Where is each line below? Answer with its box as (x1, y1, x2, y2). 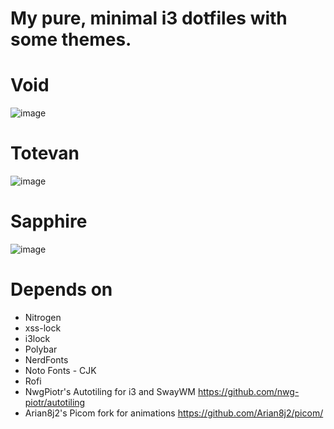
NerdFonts (24, 353, 69, 366)
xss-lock (24, 322, 62, 334)
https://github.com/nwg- (197, 385, 300, 397)
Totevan (10, 142, 80, 165)
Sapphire (10, 210, 88, 233)
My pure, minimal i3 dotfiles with (10, 7, 288, 30)
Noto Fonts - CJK (24, 364, 97, 376)
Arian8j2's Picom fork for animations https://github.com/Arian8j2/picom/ (24, 407, 324, 419)
